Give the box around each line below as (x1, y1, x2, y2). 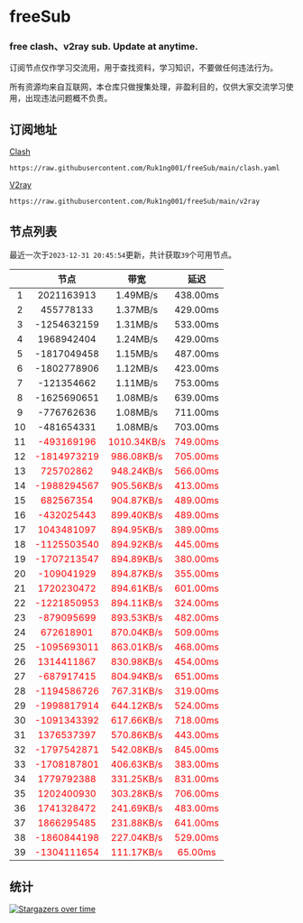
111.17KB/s (111, 846, 163, 859)
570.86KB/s (111, 729, 163, 742)
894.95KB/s (111, 523, 163, 536)
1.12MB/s (115, 363, 159, 375)
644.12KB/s (111, 699, 163, 712)
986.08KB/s (111, 450, 163, 463)
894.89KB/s (111, 553, 163, 566)
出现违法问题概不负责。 (24, 93, 113, 104)
